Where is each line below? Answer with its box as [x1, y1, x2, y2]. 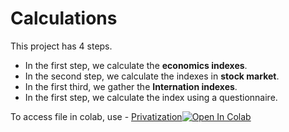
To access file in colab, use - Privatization [10, 110, 183, 122]
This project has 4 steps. [10, 40, 113, 52]
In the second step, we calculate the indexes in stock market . [24, 70, 280, 82]
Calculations [10, 7, 118, 30]
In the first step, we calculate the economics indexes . [24, 59, 248, 71]
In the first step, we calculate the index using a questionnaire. [24, 91, 278, 103]
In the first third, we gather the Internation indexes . [24, 80, 238, 92]
